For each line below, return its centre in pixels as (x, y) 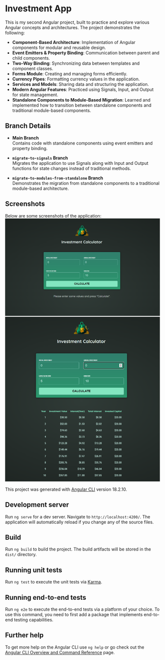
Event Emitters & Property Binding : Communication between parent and (86, 53)
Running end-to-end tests (46, 597)
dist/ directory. (21, 554)
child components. (31, 58)
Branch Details (28, 126)
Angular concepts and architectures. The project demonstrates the (72, 27)
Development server (37, 505)
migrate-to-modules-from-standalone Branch (58, 178)
